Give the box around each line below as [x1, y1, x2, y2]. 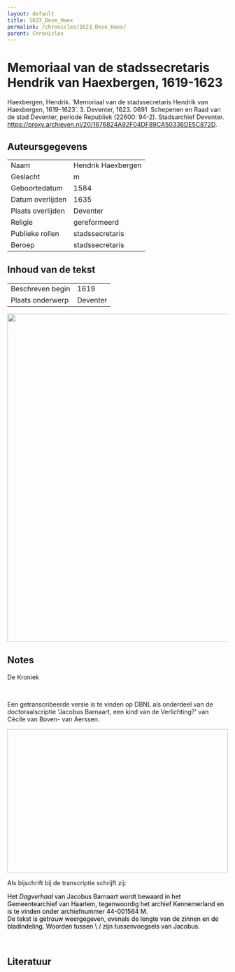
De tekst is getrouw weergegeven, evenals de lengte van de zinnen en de [7, 915, 219, 923]
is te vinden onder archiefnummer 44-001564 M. [7, 907, 148, 915]
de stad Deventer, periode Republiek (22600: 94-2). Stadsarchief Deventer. [7, 113, 225, 121]
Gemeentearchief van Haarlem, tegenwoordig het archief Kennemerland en [7, 899, 225, 908]
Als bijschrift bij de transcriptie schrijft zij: [7, 878, 127, 887]
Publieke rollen [10, 229, 59, 238]
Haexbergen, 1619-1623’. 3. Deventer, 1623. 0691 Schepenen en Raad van [7, 106, 222, 114]
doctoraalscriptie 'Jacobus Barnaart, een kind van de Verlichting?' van [7, 707, 209, 716]
